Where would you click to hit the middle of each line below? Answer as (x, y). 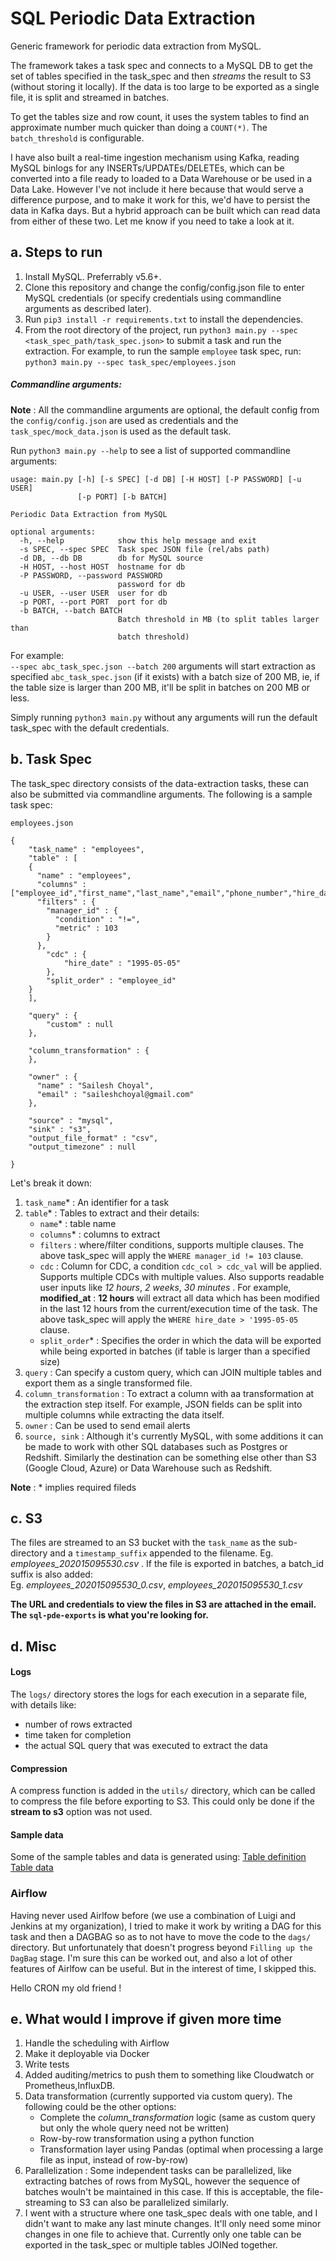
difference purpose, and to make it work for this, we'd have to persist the (160, 199)
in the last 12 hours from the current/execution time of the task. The (178, 1308)
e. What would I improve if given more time (146, 2019)
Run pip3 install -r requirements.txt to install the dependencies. (164, 319)
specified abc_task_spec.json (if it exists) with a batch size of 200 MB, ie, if (165, 676)
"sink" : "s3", (60, 1129)
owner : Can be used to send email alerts (107, 1425)
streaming (45, 2203)
